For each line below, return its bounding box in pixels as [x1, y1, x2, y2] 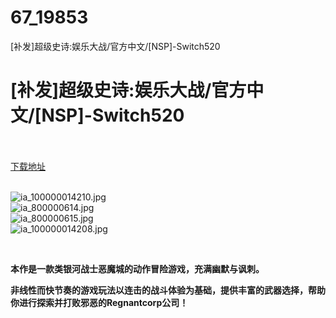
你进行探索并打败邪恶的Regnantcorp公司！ [10, 296, 189, 308]
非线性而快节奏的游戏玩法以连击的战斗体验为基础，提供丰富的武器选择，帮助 [10, 284, 326, 296]
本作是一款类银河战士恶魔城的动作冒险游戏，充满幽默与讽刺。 [10, 262, 265, 275]
